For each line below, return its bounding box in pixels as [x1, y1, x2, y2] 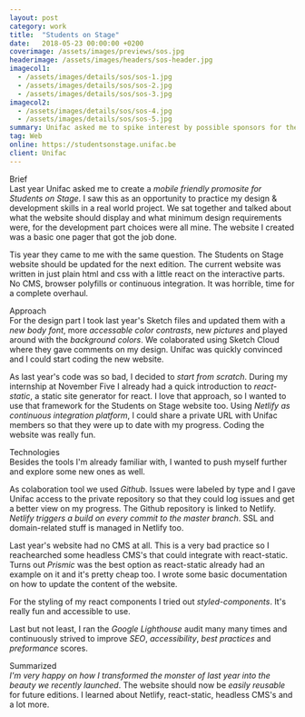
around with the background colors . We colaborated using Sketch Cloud [9, 334, 280, 345]
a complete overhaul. [9, 287, 89, 298]
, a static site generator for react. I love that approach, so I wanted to [30, 390, 287, 401]
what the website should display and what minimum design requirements [9, 212, 282, 223]
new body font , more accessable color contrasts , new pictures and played [9, 324, 288, 335]
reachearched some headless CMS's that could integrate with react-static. [9, 549, 289, 560]
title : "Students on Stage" [9, 30, 120, 39]
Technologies [9, 446, 61, 457]
